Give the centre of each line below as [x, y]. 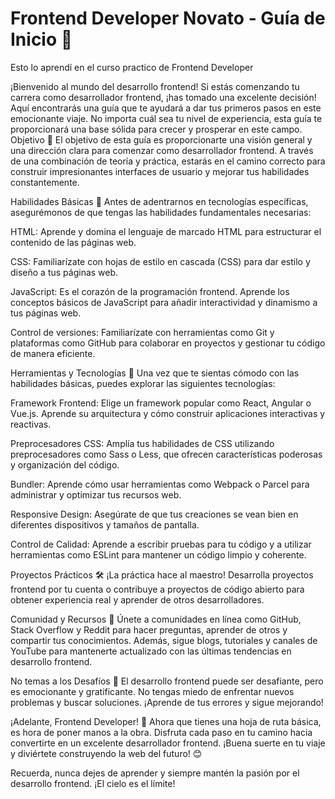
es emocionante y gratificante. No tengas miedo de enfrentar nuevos [152, 691]
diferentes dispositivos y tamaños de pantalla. [105, 524]
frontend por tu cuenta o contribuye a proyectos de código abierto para [157, 589]
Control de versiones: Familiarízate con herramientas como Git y [142, 332]
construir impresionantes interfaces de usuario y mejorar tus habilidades [160, 171]
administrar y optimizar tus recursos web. [96, 494]
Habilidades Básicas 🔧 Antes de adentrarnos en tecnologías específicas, [159, 201]
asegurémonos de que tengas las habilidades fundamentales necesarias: [161, 212]
